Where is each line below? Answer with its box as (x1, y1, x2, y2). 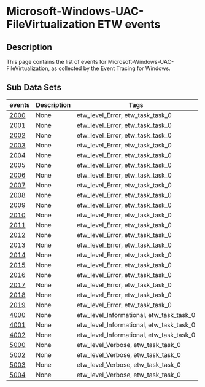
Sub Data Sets (6, 82, 61, 93)
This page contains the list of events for (6, 58, 107, 65)
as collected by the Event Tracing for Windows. (51, 64, 171, 72)
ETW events (97, 17, 161, 31)
